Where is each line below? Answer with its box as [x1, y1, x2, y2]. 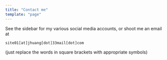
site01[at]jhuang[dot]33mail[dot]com [5, 40, 84, 45]
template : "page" [5, 12, 42, 17]
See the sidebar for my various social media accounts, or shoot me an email [5, 25, 162, 31]
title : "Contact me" [5, 7, 49, 12]
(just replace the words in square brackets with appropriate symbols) [5, 49, 148, 55]
